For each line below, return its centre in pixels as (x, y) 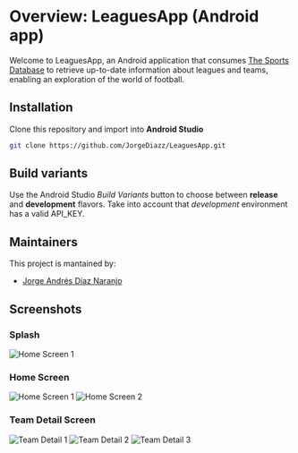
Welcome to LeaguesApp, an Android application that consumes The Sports (149, 60)
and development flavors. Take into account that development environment (149, 204)
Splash (25, 335)
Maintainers (44, 242)
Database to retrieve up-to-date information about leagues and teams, (139, 70)
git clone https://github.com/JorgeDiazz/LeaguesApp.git (118, 145)
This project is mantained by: (63, 264)
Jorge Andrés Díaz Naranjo (72, 281)
